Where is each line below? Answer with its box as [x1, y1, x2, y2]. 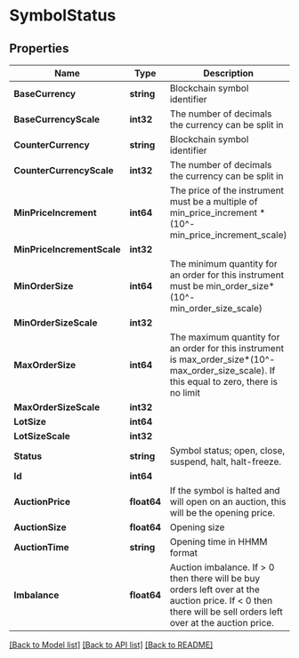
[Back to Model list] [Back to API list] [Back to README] [9, 639, 214, 650]
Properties [9, 41, 69, 56]
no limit [169, 387, 200, 398]
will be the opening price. [169, 507, 276, 518]
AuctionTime [13, 542, 69, 553]
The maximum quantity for [169, 331, 280, 343]
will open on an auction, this [169, 495, 287, 508]
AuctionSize [13, 521, 67, 534]
